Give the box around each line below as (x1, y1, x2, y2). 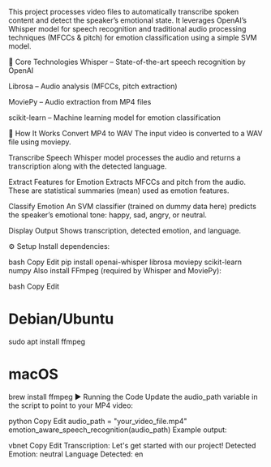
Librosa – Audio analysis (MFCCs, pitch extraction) (8, 81, 178, 91)
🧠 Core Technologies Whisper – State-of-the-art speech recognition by (8, 57, 246, 66)
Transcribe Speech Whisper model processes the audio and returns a (8, 153, 241, 162)
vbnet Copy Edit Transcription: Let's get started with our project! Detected (8, 440, 256, 450)
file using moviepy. (8, 137, 71, 147)
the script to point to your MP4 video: (8, 401, 134, 410)
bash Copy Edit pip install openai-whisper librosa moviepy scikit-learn (8, 257, 242, 267)
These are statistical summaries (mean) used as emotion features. (8, 186, 230, 195)
